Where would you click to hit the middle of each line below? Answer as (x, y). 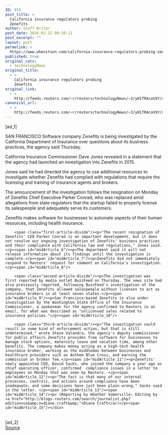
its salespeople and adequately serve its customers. (59, 208)
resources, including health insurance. (44, 223)
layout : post (19, 43)
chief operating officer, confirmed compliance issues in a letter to (81, 368)
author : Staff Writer (28, 29)
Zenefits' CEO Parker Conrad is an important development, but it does (81, 237)
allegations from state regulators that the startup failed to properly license (81, 202)
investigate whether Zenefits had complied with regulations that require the (82, 177)
